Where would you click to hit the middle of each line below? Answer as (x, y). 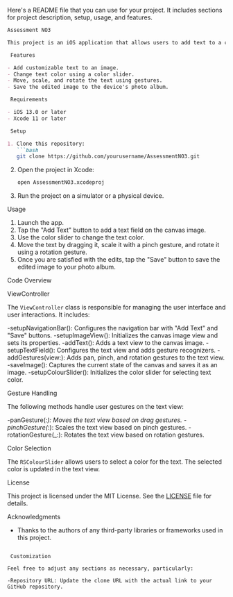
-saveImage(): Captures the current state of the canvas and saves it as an (112, 365)
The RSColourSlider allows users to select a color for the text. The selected (114, 462)
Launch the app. (41, 223)
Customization (31, 557)
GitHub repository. (35, 587)
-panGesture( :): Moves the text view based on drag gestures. (95, 420)
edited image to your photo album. (66, 267)
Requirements (29, 100)
